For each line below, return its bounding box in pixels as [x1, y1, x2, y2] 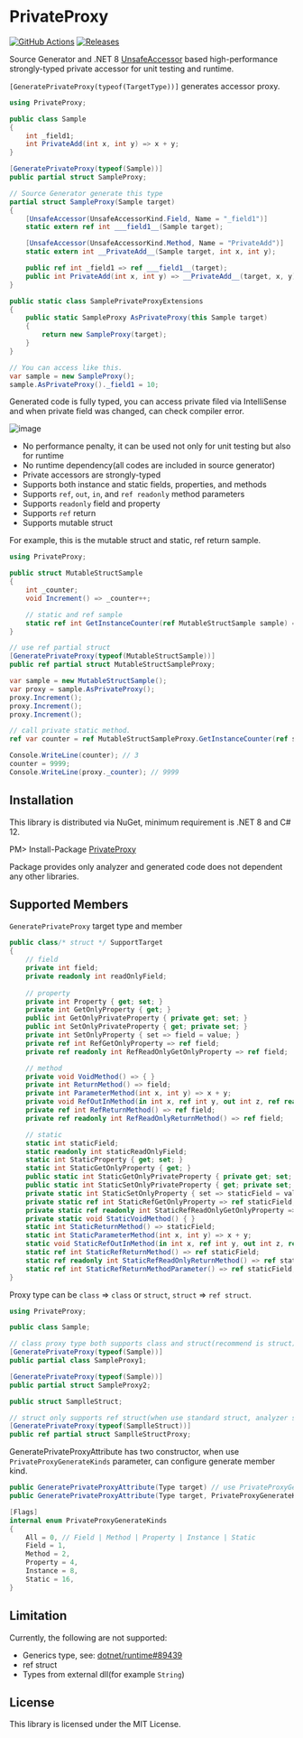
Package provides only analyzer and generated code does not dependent [9, 861, 283, 872]
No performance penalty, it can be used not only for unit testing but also [22, 440, 291, 452]
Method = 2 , [25, 1549, 70, 1558]
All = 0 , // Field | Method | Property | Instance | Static [25, 1532, 256, 1542]
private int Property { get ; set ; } [25, 997, 164, 1006]
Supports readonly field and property [22, 498, 161, 509]
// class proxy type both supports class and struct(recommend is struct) [9, 1339, 297, 1348]
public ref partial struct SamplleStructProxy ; [9, 1430, 192, 1439]
